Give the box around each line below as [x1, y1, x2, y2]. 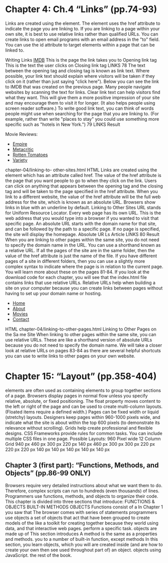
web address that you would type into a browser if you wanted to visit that [5, 215, 159, 221]
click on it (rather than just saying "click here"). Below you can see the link [5, 78, 159, 84]
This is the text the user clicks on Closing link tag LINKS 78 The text [5, 62, 146, 68]
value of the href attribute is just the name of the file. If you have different [5, 253, 157, 259]
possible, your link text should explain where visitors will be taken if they [5, 73, 155, 79]
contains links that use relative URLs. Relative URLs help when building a [5, 279, 156, 286]
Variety [12, 157, 28, 163]
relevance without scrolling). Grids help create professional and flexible [5, 425, 153, 431]
